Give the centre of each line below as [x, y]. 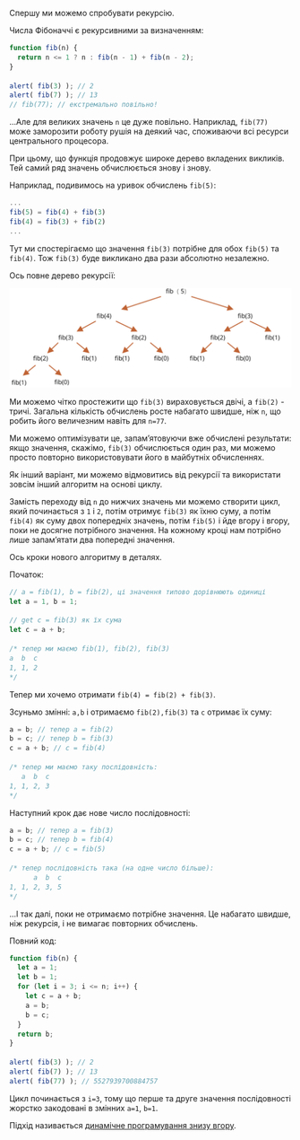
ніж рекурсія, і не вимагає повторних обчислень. [104, 923]
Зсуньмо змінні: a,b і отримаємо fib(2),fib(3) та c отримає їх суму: [141, 712]
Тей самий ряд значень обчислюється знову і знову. [111, 168]
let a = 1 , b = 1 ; [43, 601]
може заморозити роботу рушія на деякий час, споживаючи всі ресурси [149, 132]
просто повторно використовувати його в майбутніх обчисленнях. [137, 457]
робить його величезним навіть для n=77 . [88, 420]
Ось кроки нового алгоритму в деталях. [86, 557]
